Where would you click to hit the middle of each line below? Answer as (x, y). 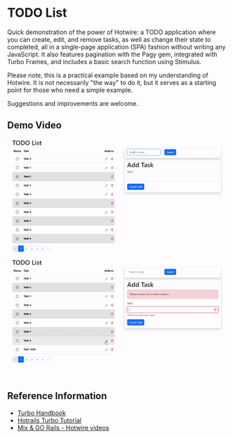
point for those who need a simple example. (70, 90)
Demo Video (34, 126)
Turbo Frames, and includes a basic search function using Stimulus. (104, 61)
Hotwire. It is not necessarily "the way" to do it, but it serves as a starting (112, 82)
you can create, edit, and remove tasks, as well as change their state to (109, 39)
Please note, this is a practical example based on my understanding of (108, 75)
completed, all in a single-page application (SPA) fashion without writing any (116, 47)
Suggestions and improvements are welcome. (73, 103)
